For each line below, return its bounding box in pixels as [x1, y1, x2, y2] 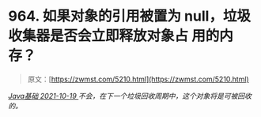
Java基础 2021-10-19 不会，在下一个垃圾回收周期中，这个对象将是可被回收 [8, 91, 252, 100]
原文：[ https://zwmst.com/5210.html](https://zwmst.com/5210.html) [27, 74, 249, 84]
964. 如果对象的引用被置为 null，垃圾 [8, 7, 252, 25]
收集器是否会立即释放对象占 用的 [8, 27, 220, 45]
